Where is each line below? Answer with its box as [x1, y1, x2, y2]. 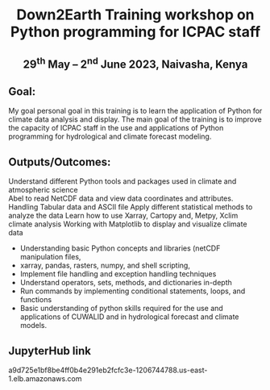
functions [19, 295, 52, 305]
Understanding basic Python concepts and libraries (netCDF [19, 243, 221, 253]
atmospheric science [8, 185, 78, 195]
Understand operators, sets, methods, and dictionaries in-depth [19, 278, 232, 288]
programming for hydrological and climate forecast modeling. [8, 131, 212, 142]
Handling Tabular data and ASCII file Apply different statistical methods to [8, 202, 253, 212]
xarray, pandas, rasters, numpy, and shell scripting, [19, 260, 191, 271]
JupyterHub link [8, 344, 91, 358]
